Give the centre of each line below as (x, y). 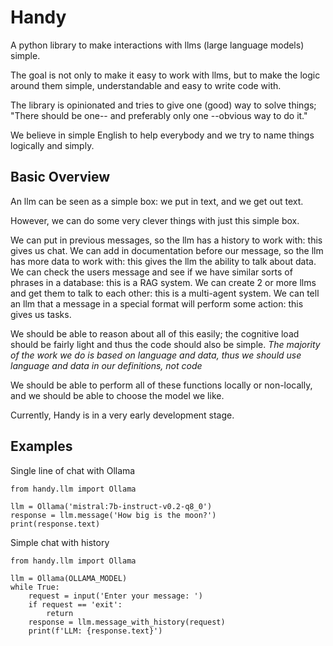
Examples (41, 446)
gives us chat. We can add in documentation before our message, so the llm (167, 250)
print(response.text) (55, 524)
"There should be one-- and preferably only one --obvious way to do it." (159, 115)
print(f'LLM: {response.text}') (95, 631)
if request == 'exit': (75, 604)
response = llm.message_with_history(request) (127, 622)
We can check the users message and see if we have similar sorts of (151, 272)
